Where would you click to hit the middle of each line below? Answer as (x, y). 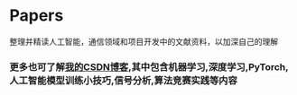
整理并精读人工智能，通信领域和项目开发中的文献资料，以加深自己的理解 (144, 41)
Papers (37, 16)
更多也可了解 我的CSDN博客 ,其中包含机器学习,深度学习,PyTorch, (149, 66)
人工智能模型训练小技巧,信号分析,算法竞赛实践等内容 (123, 80)
